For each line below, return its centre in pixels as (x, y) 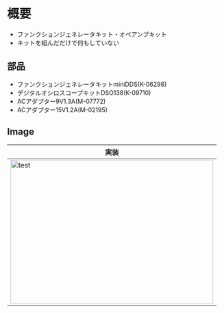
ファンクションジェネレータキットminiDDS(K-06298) (92, 84)
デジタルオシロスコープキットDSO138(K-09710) (84, 92)
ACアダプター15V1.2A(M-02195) (62, 109)
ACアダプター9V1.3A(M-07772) (61, 101)
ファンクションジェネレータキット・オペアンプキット (92, 34)
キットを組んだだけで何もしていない (68, 42)
